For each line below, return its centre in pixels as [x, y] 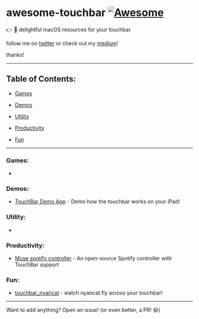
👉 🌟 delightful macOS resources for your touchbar [69, 29]
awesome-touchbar [56, 13]
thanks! [15, 55]
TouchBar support [37, 264]
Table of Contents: [41, 79]
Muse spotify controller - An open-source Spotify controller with [93, 258]
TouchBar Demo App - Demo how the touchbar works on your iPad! [97, 201]
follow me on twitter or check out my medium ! [62, 43]
